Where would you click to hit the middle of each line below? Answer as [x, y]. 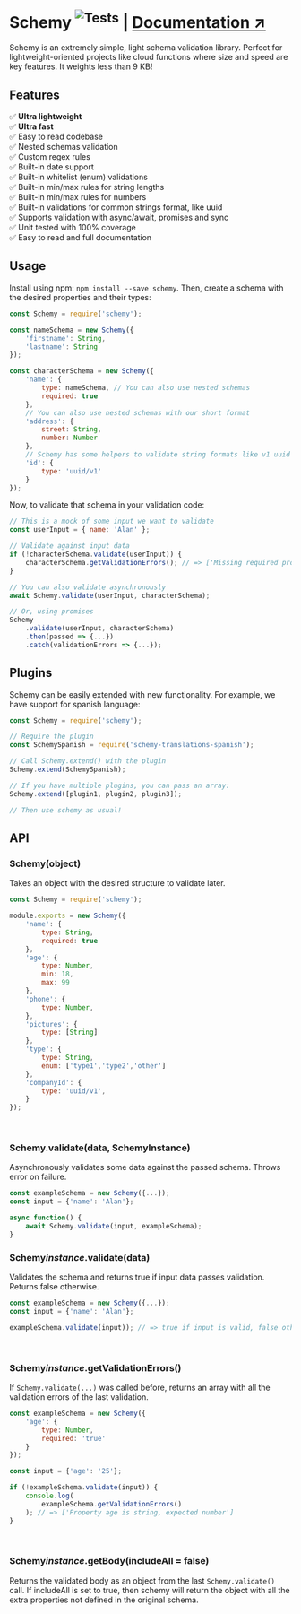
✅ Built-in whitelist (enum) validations [78, 177]
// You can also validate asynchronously [88, 587]
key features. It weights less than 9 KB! [81, 66]
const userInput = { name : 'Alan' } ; [80, 530]
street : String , [72, 430]
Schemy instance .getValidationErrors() [95, 1367]
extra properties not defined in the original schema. [104, 1600]
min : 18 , [58, 974]
